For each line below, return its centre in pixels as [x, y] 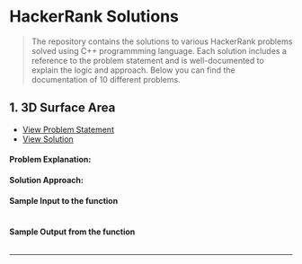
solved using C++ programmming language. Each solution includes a [159, 50]
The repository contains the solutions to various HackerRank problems [162, 41]
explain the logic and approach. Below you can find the [133, 70]
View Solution [48, 139]
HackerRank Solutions [94, 17]
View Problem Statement [68, 129]
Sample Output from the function [72, 232]
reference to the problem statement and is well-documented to [148, 60]
